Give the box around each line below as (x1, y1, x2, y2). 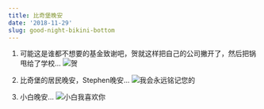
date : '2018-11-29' (8, 19, 73, 27)
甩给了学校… (19, 58, 61, 68)
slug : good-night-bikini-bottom (8, 26, 115, 34)
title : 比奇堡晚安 (8, 11, 63, 20)
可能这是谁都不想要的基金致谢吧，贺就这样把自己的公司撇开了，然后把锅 (19, 49, 256, 58)
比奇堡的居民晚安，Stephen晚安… (19, 76, 130, 85)
